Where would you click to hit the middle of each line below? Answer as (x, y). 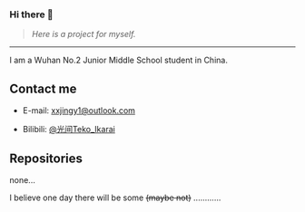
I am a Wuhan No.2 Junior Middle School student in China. (119, 60)
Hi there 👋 (32, 14)
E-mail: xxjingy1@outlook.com (79, 111)
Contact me (43, 88)
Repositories (46, 158)
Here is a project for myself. (84, 34)
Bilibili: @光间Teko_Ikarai (69, 130)
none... (23, 179)
